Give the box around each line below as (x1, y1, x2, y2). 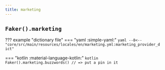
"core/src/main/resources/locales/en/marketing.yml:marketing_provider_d (5, 42, 161, 47)
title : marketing (5, 7, 41, 12)
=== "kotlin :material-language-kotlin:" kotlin (5, 55, 99, 61)
